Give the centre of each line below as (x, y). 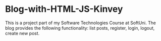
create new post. (22, 33)
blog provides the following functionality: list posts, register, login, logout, (80, 28)
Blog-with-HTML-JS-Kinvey (64, 9)
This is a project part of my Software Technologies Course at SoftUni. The (80, 23)
